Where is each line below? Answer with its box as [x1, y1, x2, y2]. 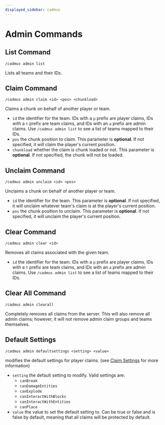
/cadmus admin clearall [5, 302, 54, 307]
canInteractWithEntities [19, 399, 71, 404]
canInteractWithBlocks [19, 394, 66, 399]
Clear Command [5, 228, 56, 236]
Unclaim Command [5, 166, 65, 175]
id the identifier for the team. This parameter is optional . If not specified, [12, 198, 160, 204]
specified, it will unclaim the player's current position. [12, 213, 121, 220]
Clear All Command [5, 289, 66, 298]
